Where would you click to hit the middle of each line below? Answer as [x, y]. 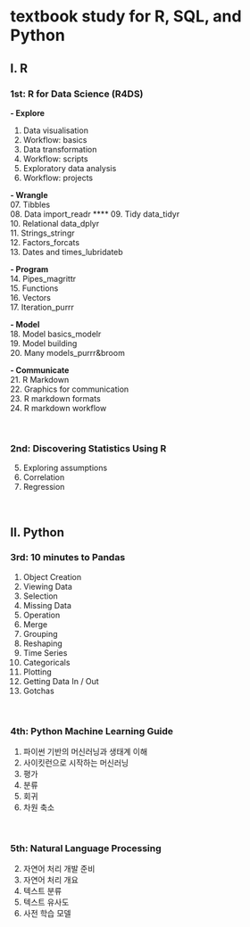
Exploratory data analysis [70, 168]
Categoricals [46, 662]
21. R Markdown [40, 379]
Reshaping [43, 643]
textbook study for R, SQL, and [126, 17]
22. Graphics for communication [70, 389]
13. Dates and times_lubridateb [67, 252]
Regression [44, 487]
